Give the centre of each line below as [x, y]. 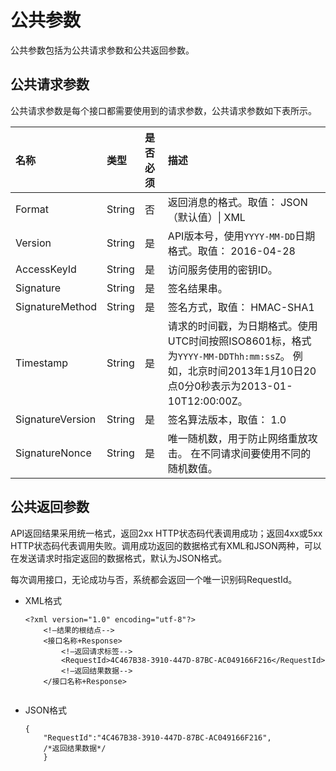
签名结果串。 [197, 288]
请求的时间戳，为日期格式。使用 [242, 326]
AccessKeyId [46, 269]
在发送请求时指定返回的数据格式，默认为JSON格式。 [119, 558]
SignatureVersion [56, 419]
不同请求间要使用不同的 [256, 453]
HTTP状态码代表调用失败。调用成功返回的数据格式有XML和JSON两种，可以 [166, 545]
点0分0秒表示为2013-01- [230, 386]
